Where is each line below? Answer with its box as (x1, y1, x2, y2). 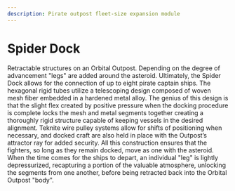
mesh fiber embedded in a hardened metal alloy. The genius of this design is (7, 93, 229, 102)
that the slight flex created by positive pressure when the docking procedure (7, 101, 229, 110)
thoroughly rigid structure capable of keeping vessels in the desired (7, 116, 203, 124)
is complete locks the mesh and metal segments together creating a (7, 108, 203, 117)
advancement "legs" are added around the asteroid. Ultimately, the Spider (7, 71, 221, 79)
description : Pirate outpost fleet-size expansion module (7, 10, 180, 18)
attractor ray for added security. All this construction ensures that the (7, 138, 208, 147)
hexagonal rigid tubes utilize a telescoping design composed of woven (7, 86, 212, 95)
